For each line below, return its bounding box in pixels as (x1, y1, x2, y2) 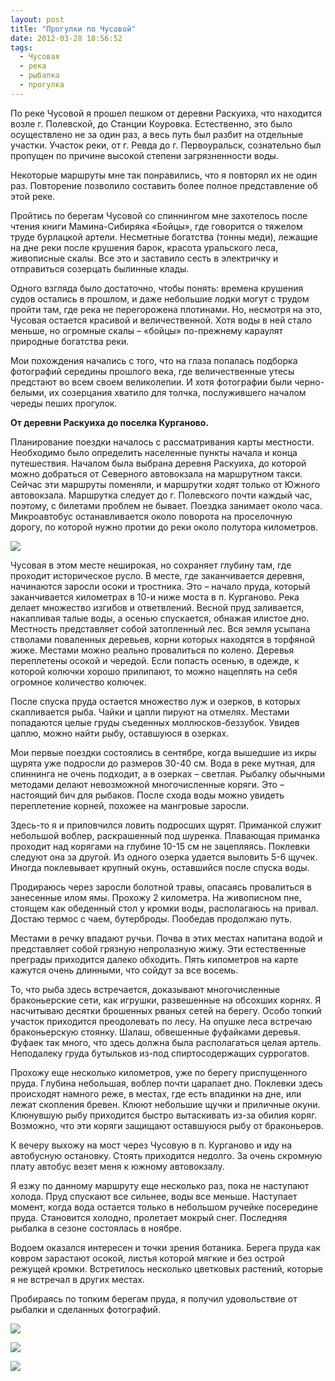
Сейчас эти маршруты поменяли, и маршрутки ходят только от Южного (10, 478, 321, 490)
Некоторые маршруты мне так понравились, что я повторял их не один (10, 169, 318, 181)
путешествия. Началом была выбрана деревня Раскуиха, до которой (10, 457, 307, 469)
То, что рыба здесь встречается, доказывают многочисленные (10, 983, 281, 995)
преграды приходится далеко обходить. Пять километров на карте (10, 953, 299, 965)
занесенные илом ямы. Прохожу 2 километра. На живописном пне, (10, 891, 302, 903)
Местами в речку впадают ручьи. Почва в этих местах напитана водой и (10, 932, 323, 944)
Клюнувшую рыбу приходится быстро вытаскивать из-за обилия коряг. (10, 1109, 318, 1121)
